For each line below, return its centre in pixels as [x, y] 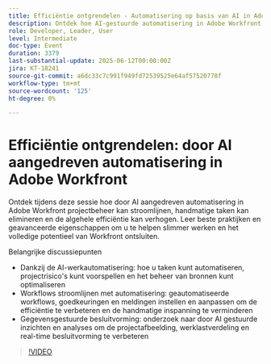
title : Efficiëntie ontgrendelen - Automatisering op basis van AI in [129, 16]
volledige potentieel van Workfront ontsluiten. [84, 236]
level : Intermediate [43, 38]
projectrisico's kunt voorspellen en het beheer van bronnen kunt [127, 276]
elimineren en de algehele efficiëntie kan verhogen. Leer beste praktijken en [135, 220]
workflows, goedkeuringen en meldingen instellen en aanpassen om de [139, 302]
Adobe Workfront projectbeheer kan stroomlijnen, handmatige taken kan [129, 211]
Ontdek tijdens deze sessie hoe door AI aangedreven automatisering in [126, 202]
